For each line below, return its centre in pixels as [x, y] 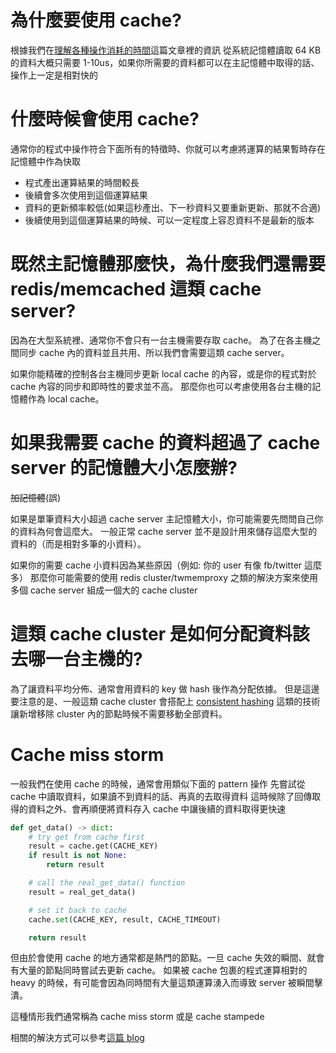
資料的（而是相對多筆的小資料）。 [78, 543]
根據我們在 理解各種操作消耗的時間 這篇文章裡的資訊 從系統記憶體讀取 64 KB [166, 50]
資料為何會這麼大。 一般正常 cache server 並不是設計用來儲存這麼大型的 [168, 531]
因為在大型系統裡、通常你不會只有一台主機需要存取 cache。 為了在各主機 [161, 340]
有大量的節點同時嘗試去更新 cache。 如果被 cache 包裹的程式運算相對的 [159, 970]
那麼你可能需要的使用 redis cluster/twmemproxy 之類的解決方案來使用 [173, 577]
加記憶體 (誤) [36, 497]
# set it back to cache [78, 910]
